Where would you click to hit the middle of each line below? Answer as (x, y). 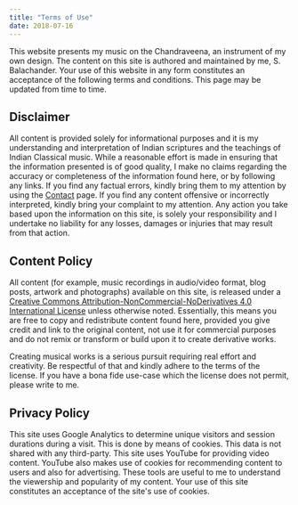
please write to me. (44, 385)
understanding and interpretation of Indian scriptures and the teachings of (145, 148)
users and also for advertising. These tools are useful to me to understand (145, 472)
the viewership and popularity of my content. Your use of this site (129, 481)
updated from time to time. (58, 89)
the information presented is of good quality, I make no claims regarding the (148, 167)
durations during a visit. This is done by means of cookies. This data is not (145, 444)
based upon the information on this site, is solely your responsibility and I (143, 214)
